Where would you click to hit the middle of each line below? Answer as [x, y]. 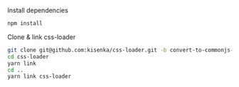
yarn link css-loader [39, 77]
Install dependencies [38, 10]
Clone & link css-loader [42, 37]
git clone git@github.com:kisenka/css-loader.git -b [87, 50]
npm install [25, 24]
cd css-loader [28, 56]
